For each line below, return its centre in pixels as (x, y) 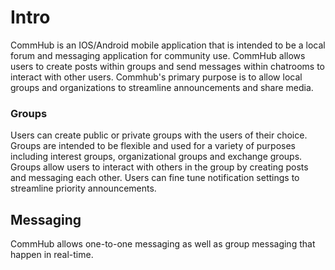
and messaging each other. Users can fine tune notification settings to (155, 178)
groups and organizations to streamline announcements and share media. (162, 87)
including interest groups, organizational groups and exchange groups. (156, 157)
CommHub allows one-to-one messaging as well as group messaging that (163, 244)
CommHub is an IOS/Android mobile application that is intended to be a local (168, 45)
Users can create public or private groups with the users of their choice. (159, 135)
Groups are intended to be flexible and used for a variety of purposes (153, 146)
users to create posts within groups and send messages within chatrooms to (167, 66)
